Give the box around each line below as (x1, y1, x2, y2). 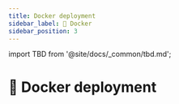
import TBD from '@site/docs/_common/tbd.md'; (8, 50, 172, 59)
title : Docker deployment (8, 11, 96, 20)
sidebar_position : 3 (8, 27, 79, 35)
